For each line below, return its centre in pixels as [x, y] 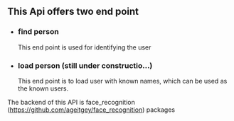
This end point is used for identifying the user [84, 47]
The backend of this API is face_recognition [71, 102]
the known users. [43, 88]
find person [38, 32]
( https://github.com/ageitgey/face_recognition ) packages [91, 110]
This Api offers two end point [73, 12]
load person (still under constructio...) [85, 65]
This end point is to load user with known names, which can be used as [122, 81]
